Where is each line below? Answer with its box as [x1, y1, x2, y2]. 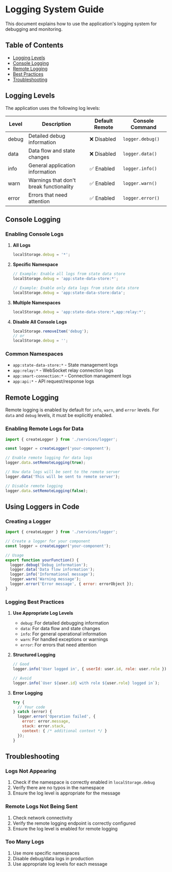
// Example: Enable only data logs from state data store [12, 285, 139, 291]
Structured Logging [12, 652, 55, 658]
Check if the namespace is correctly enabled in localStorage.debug [12, 779, 155, 785]
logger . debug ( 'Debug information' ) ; [10, 562, 88, 567]
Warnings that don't [28, 176, 76, 183]
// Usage [5, 553, 24, 558]
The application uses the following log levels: [5, 105, 100, 111]
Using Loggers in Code [5, 502, 80, 511]
